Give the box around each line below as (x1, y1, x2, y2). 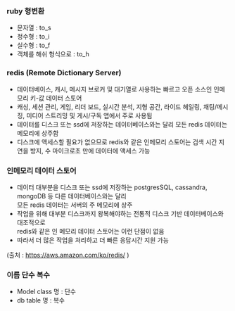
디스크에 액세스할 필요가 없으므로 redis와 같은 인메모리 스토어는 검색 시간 (16, 137, 217, 146)
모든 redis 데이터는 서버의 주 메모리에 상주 (16, 201, 133, 209)
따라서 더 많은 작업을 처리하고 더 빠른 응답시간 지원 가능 (16, 236, 170, 244)
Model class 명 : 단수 (16, 287, 77, 296)
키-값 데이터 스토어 (30, 94, 82, 102)
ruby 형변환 (6, 6, 45, 15)
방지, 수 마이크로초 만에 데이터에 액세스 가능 (30, 146, 151, 155)
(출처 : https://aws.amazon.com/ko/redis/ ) (6, 250, 129, 259)
